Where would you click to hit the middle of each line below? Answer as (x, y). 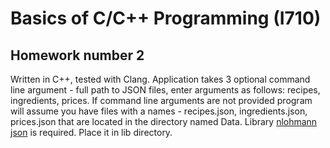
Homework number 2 (77, 55)
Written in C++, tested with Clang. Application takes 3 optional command (160, 79)
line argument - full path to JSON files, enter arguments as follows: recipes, (165, 90)
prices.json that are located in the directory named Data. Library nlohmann (164, 121)
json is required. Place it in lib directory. (91, 132)
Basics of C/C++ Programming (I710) (166, 18)
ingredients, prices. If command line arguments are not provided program (161, 100)
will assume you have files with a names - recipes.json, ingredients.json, (159, 111)
